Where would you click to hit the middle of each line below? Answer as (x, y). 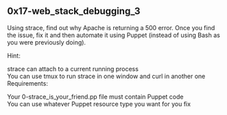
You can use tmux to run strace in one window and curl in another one (106, 76)
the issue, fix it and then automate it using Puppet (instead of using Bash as (114, 35)
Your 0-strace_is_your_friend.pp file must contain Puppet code (95, 97)
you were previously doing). (47, 42)
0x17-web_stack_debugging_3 (74, 11)
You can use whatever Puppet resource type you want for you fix (99, 104)
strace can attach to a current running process (73, 68)
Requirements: (27, 83)
